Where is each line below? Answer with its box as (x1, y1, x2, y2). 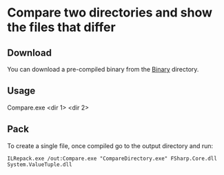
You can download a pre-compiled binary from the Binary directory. (7, 65, 199, 73)
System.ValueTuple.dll (7, 161, 72, 168)
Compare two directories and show (7, 5, 212, 21)
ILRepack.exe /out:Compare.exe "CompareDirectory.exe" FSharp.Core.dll (7, 155, 217, 162)
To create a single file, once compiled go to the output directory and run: (7, 141, 214, 150)
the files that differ (7, 19, 116, 35)
